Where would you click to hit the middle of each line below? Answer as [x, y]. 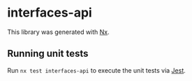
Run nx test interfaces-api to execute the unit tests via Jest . [97, 70]
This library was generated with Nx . [58, 32]
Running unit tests [48, 54]
